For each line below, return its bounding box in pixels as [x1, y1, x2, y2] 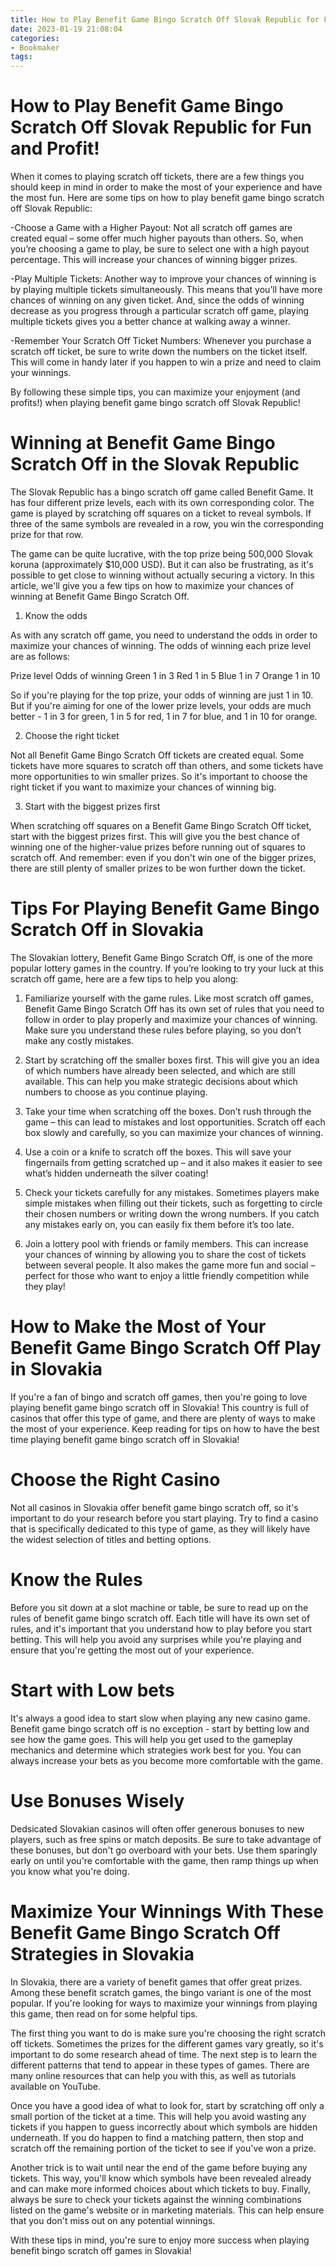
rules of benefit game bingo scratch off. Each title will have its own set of [10, 1612, 311, 1624]
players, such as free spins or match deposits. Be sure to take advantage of [10, 1833, 322, 1845]
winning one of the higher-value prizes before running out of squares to [10, 841, 306, 853]
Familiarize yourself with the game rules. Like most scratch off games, [24, 992, 314, 1004]
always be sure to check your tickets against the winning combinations [10, 2193, 302, 2205]
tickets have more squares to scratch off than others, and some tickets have [10, 760, 324, 771]
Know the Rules [10, 1569, 143, 1591]
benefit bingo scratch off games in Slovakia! [10, 2244, 192, 2256]
